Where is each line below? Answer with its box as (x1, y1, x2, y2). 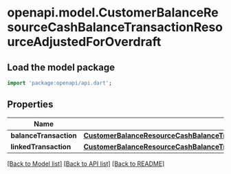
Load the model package (7, 61, 115, 73)
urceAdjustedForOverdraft (7, 34, 162, 50)
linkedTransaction (10, 142, 71, 151)
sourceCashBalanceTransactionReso (7, 19, 223, 35)
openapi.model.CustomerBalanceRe (7, 5, 219, 21)
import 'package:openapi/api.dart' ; (7, 80, 112, 87)
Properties (7, 98, 54, 111)
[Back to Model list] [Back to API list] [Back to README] (7, 160, 165, 168)
